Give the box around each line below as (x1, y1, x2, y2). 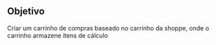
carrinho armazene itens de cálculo (7, 31, 109, 39)
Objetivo (7, 6, 45, 17)
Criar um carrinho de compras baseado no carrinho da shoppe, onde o (7, 24, 210, 32)
